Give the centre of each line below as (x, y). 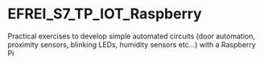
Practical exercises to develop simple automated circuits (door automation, (131, 36)
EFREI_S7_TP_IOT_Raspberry (105, 14)
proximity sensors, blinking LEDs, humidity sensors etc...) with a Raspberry (132, 44)
